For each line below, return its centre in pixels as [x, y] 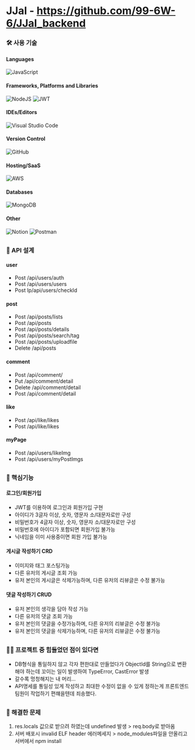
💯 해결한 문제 [23, 712]
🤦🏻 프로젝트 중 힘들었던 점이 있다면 [52, 650]
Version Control [26, 139]
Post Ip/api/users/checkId [46, 290]
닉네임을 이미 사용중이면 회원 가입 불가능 [61, 536]
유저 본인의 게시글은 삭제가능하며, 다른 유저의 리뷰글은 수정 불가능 [90, 580]
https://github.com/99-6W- [106, 11]
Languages [20, 59]
